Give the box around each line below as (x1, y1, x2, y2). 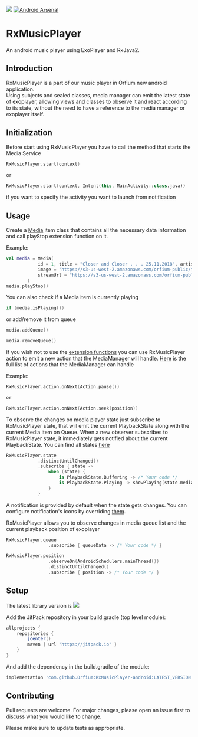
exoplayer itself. (6, 110, 45, 117)
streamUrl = (37, 272, 67, 278)
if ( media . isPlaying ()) (6, 305, 65, 311)
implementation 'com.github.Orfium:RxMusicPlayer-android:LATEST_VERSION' (6, 674, 194, 680)
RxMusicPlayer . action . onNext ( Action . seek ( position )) (6, 405, 138, 411)
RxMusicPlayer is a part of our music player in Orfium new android (6, 79, 167, 86)
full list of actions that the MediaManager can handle (6, 361, 134, 368)
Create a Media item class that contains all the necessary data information (6, 227, 186, 234)
